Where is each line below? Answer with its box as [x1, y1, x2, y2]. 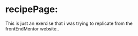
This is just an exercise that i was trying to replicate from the [5, 20, 133, 26]
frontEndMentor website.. [5, 25, 60, 31]
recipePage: [5, 4, 58, 15]
